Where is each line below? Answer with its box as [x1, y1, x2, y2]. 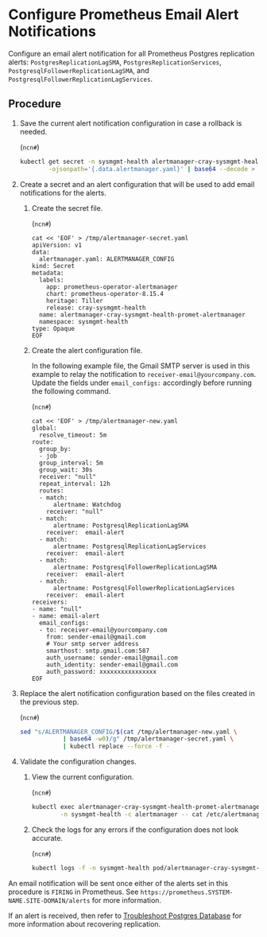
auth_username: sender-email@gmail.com [46, 654, 179, 662]
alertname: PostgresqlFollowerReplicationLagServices [52, 584, 235, 592]
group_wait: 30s [38, 465, 93, 474]
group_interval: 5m [38, 459, 103, 467]
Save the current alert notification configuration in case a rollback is [19, 118, 242, 128]
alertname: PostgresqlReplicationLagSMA [52, 521, 189, 530]
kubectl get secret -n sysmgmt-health [19, 157, 149, 165]
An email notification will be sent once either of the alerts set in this [8, 878, 229, 888]
